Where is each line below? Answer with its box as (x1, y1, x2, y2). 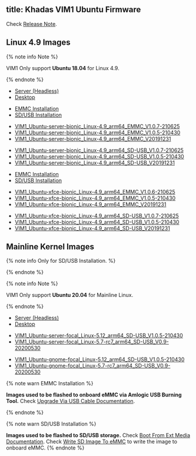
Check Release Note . (6, 20, 57, 27)
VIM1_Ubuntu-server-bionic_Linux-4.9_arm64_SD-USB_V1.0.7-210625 (14, 147, 184, 154)
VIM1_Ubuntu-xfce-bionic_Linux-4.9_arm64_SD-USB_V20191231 (14, 224, 171, 232)
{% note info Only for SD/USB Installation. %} (6, 257, 116, 265)
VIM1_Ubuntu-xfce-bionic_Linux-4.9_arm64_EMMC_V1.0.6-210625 (14, 188, 175, 195)
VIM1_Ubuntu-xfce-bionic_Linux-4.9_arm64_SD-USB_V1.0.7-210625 (14, 212, 179, 219)
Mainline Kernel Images (6, 242, 94, 252)
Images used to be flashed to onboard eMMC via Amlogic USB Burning (6, 391, 182, 398)
